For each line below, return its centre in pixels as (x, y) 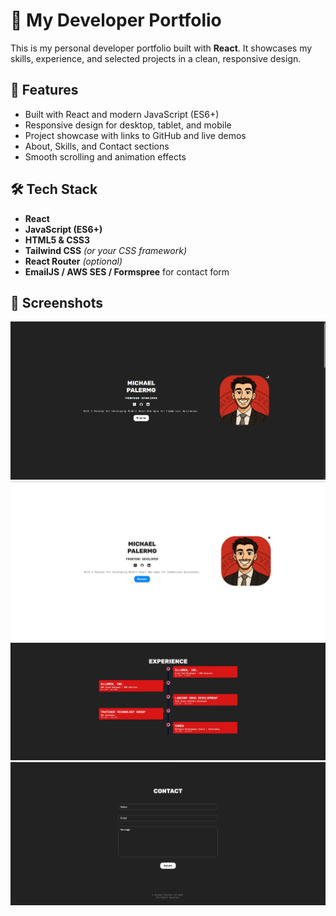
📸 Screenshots (57, 302)
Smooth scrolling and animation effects (105, 156)
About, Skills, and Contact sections (97, 146)
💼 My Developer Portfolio (116, 20)
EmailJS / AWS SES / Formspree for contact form (127, 271)
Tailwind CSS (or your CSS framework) (105, 250)
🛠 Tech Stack (54, 189)
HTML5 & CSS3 (57, 240)
